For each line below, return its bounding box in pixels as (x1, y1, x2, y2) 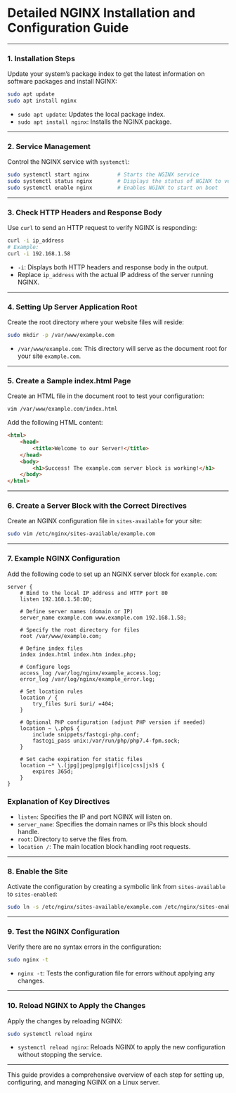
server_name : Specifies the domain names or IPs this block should (17, 819, 207, 828)
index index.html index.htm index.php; (20, 651, 137, 658)
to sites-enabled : (7, 890, 58, 898)
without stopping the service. (17, 1050, 103, 1059)
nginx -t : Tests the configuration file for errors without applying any (17, 969, 216, 978)
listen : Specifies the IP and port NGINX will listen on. (17, 812, 173, 821)
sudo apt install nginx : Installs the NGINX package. (17, 117, 172, 126)
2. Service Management (7, 141, 91, 151)
